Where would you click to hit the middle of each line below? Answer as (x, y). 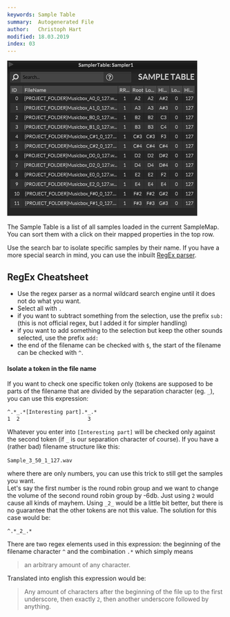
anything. (37, 607)
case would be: (29, 518)
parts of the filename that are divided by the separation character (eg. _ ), (111, 391)
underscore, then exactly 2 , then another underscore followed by (116, 599)
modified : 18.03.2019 (38, 37)
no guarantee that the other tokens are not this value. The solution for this (112, 510)
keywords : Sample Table (41, 15)
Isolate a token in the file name (52, 368)
